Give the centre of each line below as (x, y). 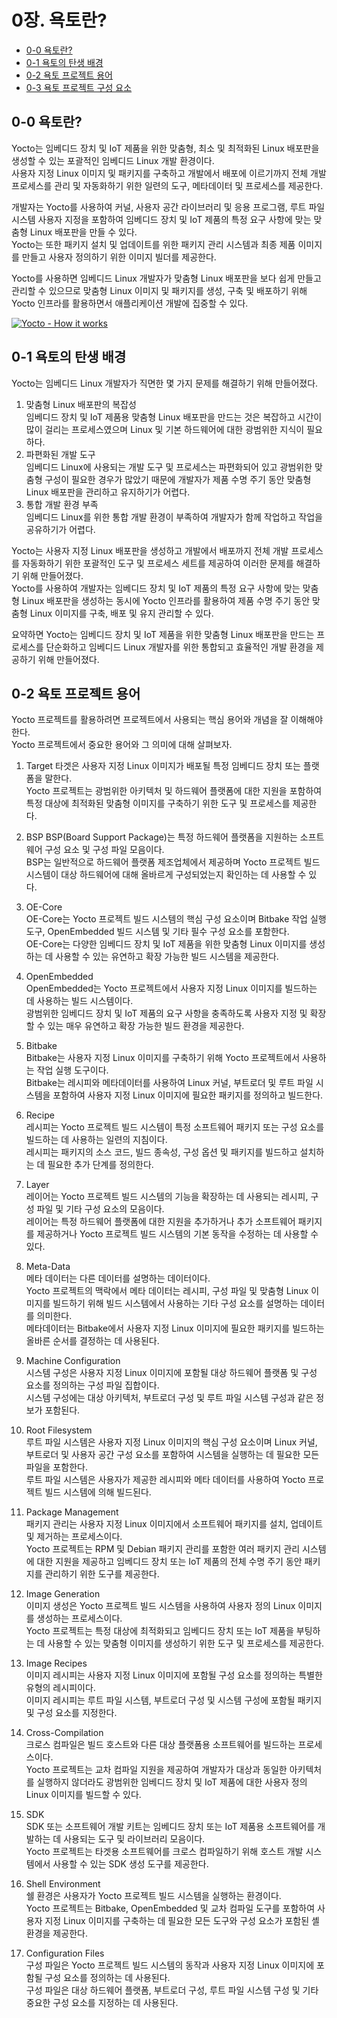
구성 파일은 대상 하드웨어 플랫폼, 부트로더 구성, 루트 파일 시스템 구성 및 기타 (172, 1990)
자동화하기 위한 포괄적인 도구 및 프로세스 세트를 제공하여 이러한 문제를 (157, 563)
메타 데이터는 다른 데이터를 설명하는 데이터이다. (118, 1278)
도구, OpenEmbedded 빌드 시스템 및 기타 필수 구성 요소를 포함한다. (157, 932)
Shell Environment (63, 1884)
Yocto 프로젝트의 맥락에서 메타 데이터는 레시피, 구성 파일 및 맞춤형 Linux (167, 1291)
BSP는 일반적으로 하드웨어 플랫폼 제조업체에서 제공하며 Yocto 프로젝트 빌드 (173, 862)
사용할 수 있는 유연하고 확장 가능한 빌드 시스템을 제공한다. (167, 957)
